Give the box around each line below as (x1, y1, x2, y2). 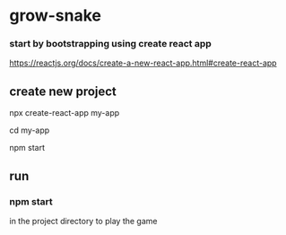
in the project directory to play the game (9, 215, 158, 226)
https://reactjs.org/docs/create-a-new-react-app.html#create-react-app (9, 57, 277, 68)
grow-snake (9, 5, 101, 26)
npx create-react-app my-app (9, 108, 120, 118)
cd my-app (9, 125, 50, 135)
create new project (9, 83, 117, 99)
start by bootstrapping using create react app (9, 38, 212, 50)
